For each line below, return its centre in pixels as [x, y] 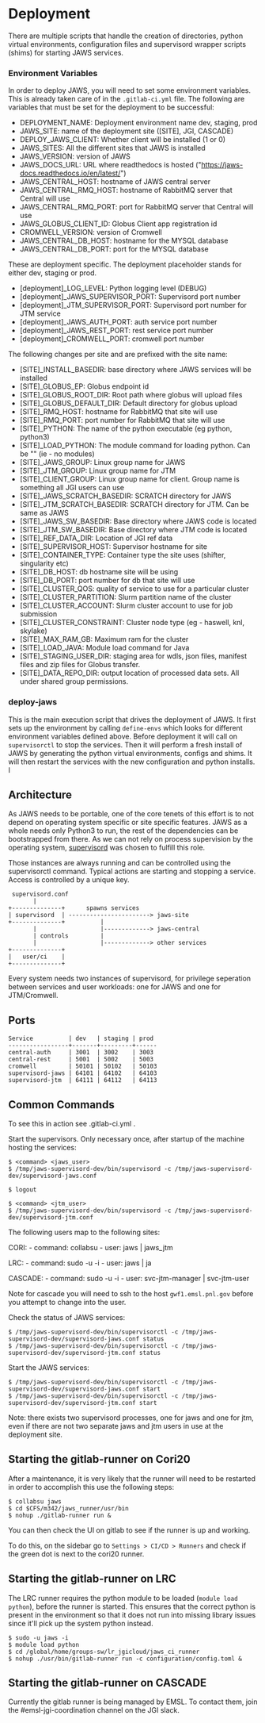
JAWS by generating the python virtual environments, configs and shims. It [130, 753]
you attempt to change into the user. [67, 1302]
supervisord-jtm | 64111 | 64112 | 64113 [83, 1080]
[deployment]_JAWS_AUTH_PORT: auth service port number [118, 322]
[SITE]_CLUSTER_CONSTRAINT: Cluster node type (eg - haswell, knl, [132, 623]
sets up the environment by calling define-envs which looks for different [125, 727]
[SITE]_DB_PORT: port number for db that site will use [107, 581]
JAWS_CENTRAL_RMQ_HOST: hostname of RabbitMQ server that [126, 190]
